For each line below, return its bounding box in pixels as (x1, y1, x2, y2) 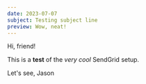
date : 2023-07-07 (7, 10, 58, 17)
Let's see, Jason (7, 69, 54, 77)
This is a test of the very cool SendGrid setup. (7, 56, 140, 64)
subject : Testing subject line (7, 17, 98, 24)
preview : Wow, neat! (7, 23, 67, 30)
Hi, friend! (7, 42, 36, 51)
